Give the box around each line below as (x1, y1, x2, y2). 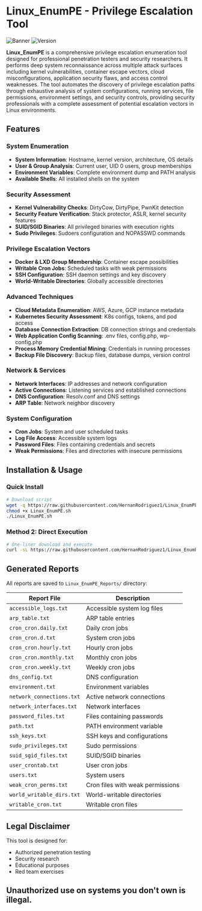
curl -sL (6, 547, 28, 553)
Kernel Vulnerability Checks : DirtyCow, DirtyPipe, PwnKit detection (14, 203, 184, 211)
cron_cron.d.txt (9, 635, 56, 641)
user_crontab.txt (9, 762, 59, 769)
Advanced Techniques (6, 293, 74, 301)
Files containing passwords (86, 712, 164, 721)
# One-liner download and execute (6, 542, 93, 548)
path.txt (9, 723, 34, 730)
